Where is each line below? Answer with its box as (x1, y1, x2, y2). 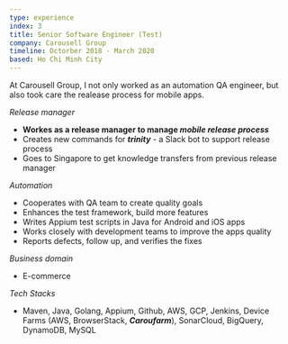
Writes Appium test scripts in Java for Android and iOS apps (22, 217, 246, 227)
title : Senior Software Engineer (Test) (9, 30, 164, 39)
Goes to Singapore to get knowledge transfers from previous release (22, 153, 277, 163)
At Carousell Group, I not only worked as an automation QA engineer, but (9, 80, 279, 90)
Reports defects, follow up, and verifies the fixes (22, 236, 202, 246)
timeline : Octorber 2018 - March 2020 (9, 47, 155, 56)
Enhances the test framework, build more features (22, 207, 209, 217)
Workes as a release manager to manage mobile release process (22, 124, 270, 135)
